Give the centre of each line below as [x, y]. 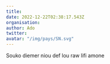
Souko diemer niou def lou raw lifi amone [55, 55]
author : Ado [20, 28]
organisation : [23, 22]
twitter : [17, 33]
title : [14, 11]
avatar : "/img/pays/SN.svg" [40, 39]
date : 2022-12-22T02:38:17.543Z [45, 17]
